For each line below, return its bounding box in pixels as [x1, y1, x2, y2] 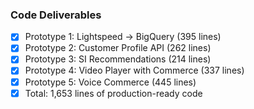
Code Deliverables [10, 8, 102, 22]
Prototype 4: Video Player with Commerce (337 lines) [24, 64, 245, 77]
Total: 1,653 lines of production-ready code [24, 87, 203, 99]
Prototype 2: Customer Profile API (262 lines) [24, 42, 212, 54]
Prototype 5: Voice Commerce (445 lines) [24, 76, 197, 88]
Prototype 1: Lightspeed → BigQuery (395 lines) [24, 31, 222, 43]
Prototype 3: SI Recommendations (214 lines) [24, 53, 212, 65]
